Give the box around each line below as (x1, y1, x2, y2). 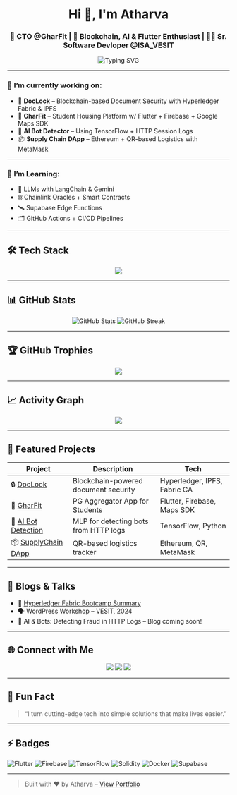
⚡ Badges (7, 737, 50, 749)
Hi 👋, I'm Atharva (68, 6, 169, 23)
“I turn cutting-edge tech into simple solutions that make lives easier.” (24, 709, 227, 718)
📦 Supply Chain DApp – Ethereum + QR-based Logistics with (17, 134, 198, 143)
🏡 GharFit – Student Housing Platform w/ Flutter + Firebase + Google (17, 111, 218, 120)
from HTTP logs (73, 526, 126, 535)
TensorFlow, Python (159, 521, 226, 531)
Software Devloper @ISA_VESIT (63, 40, 174, 50)
